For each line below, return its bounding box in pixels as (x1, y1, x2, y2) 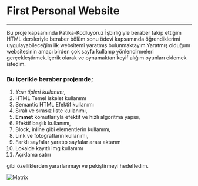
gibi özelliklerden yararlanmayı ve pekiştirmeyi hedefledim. (6, 162, 149, 170)
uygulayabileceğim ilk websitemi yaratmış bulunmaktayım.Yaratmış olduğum (6, 41, 190, 48)
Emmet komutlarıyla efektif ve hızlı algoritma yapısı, (15, 114, 140, 121)
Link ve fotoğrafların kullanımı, (15, 132, 89, 139)
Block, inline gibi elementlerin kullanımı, (15, 126, 111, 133)
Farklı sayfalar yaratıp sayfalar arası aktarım (15, 138, 121, 145)
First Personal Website (6, 4, 120, 18)
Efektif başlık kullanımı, (15, 119, 71, 127)
